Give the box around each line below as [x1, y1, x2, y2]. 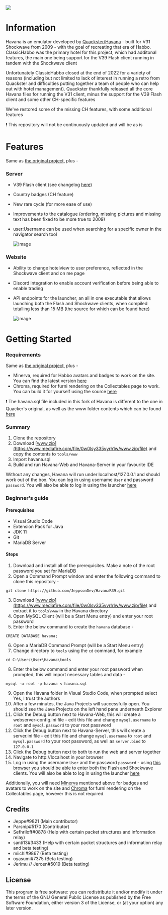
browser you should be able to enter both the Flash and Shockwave [13, 765, 153, 771]
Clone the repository [13, 435, 56, 441]
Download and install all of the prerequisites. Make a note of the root [13, 562, 155, 568]
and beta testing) [13, 845, 49, 851]
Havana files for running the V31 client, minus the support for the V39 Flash [6, 91, 162, 97]
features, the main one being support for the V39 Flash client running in [6, 54, 154, 60]
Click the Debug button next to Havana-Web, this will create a [13, 711, 141, 717]
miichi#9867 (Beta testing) [13, 850, 68, 857]
